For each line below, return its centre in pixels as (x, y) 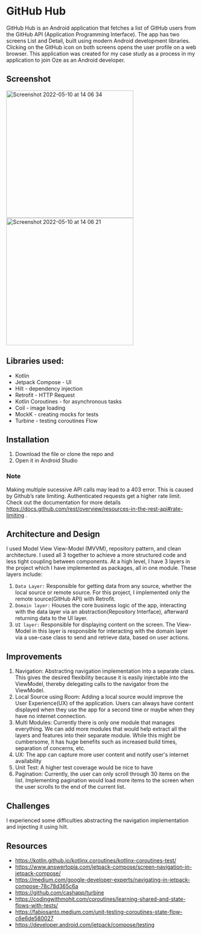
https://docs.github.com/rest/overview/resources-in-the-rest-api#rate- (95, 509)
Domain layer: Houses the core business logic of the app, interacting (101, 606)
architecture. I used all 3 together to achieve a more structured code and (96, 555)
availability (28, 761)
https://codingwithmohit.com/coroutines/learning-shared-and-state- (100, 899)
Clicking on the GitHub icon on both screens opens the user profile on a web (101, 47)
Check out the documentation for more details (64, 502)
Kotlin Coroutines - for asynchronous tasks (68, 401)
